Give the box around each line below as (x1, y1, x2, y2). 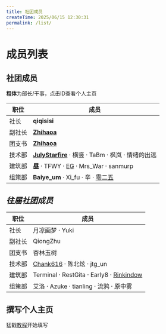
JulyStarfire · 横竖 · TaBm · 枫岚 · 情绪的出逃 (33, 151, 156, 159)
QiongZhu (33, 237, 61, 246)
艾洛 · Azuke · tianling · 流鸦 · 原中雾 (33, 282, 133, 290)
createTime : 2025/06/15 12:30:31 (6, 14, 89, 20)
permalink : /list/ (6, 20, 52, 26)
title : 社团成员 (6, 8, 43, 15)
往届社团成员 (6, 195, 54, 206)
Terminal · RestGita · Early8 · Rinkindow (33, 271, 143, 279)
